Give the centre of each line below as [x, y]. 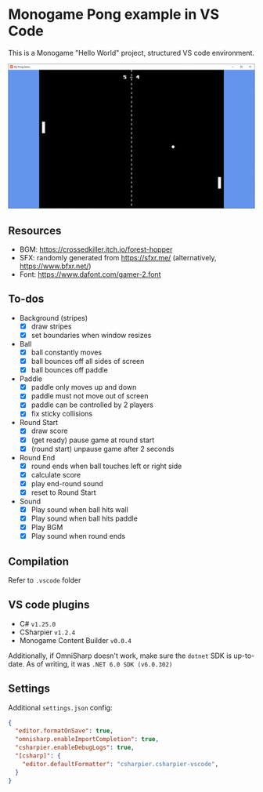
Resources [35, 230]
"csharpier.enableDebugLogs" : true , [75, 748]
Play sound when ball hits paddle [85, 518]
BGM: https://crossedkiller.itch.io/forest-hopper [96, 249]
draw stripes [51, 326]
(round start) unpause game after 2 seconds [103, 449]
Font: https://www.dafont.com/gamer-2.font [90, 274]
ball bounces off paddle [69, 370]
